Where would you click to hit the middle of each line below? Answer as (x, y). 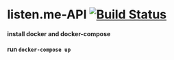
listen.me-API (47, 15)
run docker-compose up (39, 49)
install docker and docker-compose (59, 33)
